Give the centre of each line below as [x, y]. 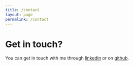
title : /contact [22, 10]
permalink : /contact [27, 19]
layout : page [19, 15]
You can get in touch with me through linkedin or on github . [67, 58]
